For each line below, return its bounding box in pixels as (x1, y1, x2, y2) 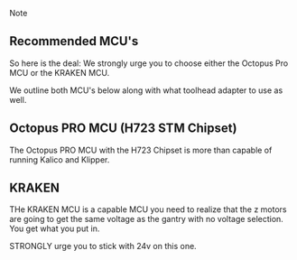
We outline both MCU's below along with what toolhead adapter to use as (9, 85, 283, 96)
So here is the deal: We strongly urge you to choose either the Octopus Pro (9, 58, 289, 69)
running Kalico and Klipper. (9, 153, 110, 165)
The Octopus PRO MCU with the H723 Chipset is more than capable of (9, 144, 273, 155)
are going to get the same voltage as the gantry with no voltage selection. (9, 214, 284, 225)
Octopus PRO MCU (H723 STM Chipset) (9, 121, 237, 136)
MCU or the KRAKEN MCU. (9, 67, 110, 78)
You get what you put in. (9, 223, 100, 234)
